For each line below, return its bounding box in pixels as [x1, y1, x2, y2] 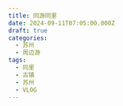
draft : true [8, 26, 48, 34]
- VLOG [15, 85, 37, 94]
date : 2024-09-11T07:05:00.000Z [8, 19, 115, 27]
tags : [8, 57, 26, 65]
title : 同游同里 [8, 11, 57, 20]
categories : [8, 33, 48, 42]
